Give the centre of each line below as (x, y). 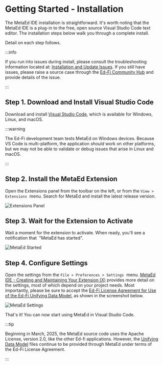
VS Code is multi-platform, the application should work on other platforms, (80, 143)
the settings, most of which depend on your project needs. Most (70, 285)
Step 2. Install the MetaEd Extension (61, 179)
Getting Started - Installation (64, 9)
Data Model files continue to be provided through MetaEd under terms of (79, 344)
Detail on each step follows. (33, 42)
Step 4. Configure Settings (47, 263)
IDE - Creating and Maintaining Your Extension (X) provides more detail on (80, 280)
